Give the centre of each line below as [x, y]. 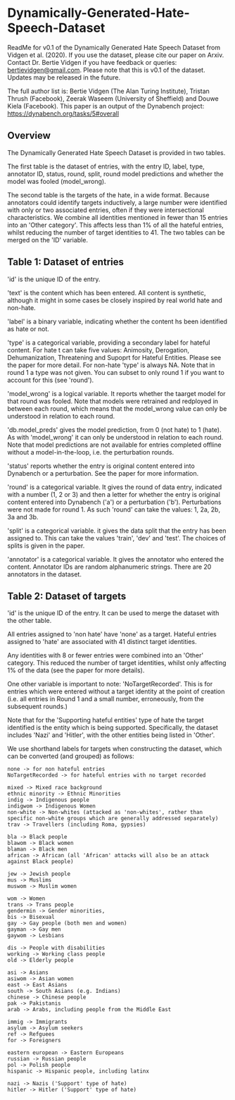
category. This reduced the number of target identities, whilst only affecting [117, 663]
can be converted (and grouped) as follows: [71, 756]
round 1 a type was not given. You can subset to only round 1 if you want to [116, 372]
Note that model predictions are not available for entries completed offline [114, 445]
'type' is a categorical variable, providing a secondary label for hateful [109, 342]
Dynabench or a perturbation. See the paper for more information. [103, 473]
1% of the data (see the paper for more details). [76, 670]
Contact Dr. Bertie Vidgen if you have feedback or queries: [92, 62]
